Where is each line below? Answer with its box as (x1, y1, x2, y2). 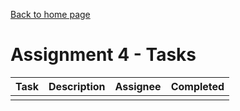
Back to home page (10, 9, 91, 20)
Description (48, 79, 106, 93)
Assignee (114, 79, 162, 93)
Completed (170, 79, 225, 93)
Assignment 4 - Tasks (10, 44, 197, 66)
